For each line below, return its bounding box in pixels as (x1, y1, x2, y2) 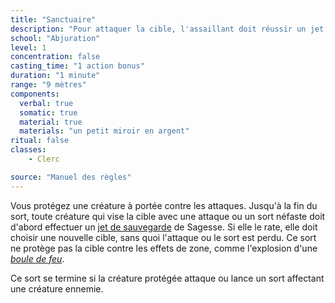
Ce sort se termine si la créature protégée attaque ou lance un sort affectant (10, 272, 325, 284)
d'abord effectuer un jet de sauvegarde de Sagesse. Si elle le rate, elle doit (10, 221, 318, 233)
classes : (10, 145, 47, 155)
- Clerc (28, 154, 60, 164)
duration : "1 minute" (10, 71, 101, 81)
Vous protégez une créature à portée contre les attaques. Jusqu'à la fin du (10, 199, 318, 211)
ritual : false (10, 136, 70, 146)
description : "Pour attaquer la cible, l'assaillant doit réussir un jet (10, 24, 325, 34)
